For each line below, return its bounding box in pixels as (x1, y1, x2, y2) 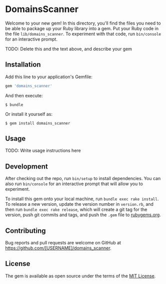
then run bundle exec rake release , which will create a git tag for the (5, 207, 147, 213)
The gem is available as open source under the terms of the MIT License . (5, 272, 156, 279)
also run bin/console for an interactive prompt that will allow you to (5, 181, 143, 187)
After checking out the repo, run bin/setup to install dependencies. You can (5, 176, 161, 182)
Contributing (5, 226, 46, 235)
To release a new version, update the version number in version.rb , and (5, 201, 154, 207)
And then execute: (5, 92, 43, 98)
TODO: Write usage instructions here (5, 148, 81, 154)
